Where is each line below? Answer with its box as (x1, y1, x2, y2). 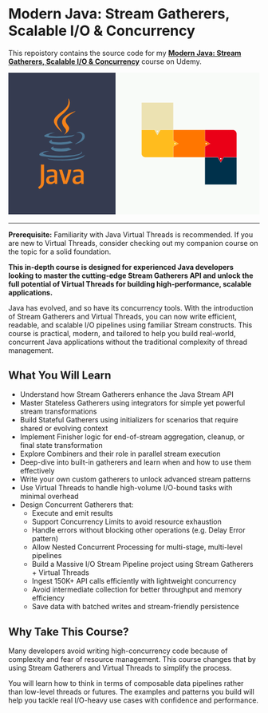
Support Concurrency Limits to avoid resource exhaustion (31, 517, 222, 527)
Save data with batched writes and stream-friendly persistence (31, 602, 239, 612)
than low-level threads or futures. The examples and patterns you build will (8, 687, 255, 697)
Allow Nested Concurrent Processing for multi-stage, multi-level (31, 542, 243, 552)
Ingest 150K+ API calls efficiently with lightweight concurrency (31, 576, 237, 586)
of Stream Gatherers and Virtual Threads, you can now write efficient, (8, 311, 238, 321)
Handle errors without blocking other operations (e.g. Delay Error (31, 525, 246, 535)
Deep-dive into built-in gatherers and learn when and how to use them (19, 458, 252, 467)
